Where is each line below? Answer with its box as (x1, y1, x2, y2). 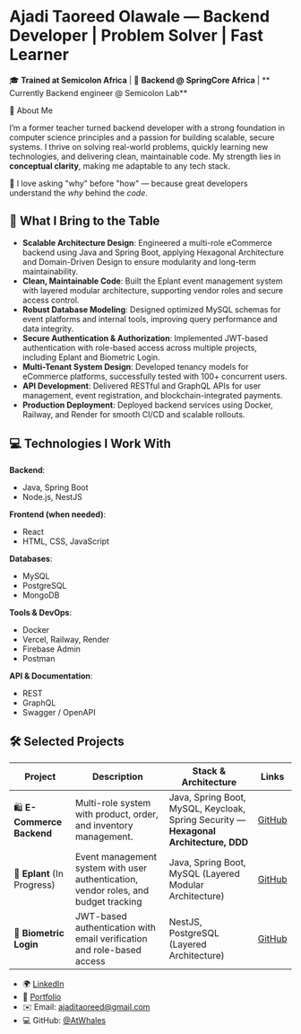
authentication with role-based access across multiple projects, (21, 342, 257, 353)
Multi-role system (74, 797, 151, 810)
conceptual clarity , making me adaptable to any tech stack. (9, 160, 231, 171)
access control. (21, 294, 80, 305)
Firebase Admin (21, 644, 81, 654)
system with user (74, 862, 148, 874)
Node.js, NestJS (21, 491, 82, 502)
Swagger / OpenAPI (21, 706, 96, 717)
